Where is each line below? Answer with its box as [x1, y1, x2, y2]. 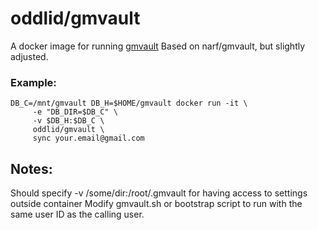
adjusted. [10, 50, 49, 62]
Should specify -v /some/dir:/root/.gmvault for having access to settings [10, 187, 308, 199]
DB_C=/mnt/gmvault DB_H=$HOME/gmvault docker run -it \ [10, 98, 248, 109]
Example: [10, 75, 57, 89]
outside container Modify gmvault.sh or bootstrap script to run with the [10, 198, 303, 210]
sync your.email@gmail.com [32, 133, 145, 144]
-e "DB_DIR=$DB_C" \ [32, 107, 118, 117]
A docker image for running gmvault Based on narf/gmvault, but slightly [10, 40, 306, 52]
